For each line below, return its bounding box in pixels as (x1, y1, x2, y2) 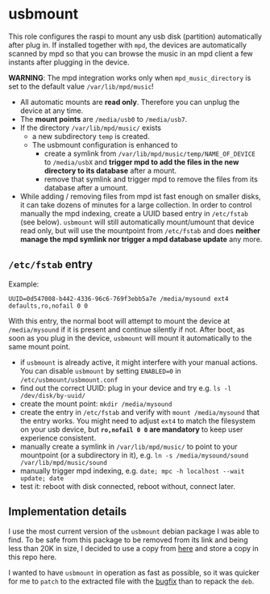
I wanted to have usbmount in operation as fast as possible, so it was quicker (8, 567, 260, 577)
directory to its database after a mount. (44, 165, 177, 175)
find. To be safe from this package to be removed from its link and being (8, 534, 248, 545)
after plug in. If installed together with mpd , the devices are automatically (8, 40, 247, 49)
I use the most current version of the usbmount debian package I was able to (8, 526, 260, 536)
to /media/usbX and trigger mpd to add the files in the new (44, 157, 239, 166)
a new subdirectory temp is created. (31, 131, 151, 141)
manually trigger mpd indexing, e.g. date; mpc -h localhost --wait (19, 466, 245, 475)
